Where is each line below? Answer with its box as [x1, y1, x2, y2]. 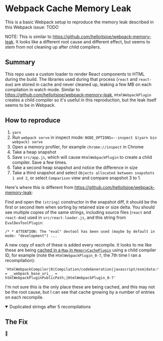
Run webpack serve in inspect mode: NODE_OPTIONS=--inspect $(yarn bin [12, 134, 157, 140]
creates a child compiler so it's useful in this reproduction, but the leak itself [5, 97, 157, 103]
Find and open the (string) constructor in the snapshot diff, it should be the [5, 199, 157, 205]
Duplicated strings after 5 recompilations [9, 303, 91, 309]
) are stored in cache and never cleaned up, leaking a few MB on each [11, 81, 152, 87]
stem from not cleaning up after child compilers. [5, 44, 101, 50]
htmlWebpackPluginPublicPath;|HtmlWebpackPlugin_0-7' [5, 275, 116, 280]
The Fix [5, 318, 28, 326]
